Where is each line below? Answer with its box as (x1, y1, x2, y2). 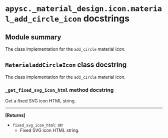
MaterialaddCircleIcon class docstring (5, 61, 126, 69)
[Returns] (5, 112, 26, 118)
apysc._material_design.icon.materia (5, 4, 162, 14)
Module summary (5, 33, 61, 41)
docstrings (83, 13, 130, 24)
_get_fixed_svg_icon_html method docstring (5, 86, 114, 93)
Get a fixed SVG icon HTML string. (5, 98, 76, 104)
